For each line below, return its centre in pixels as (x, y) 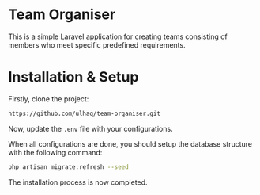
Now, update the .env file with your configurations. (90, 128)
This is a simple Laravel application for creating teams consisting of (118, 36)
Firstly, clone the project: (49, 99)
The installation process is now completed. (78, 182)
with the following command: (55, 152)
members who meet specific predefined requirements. (97, 44)
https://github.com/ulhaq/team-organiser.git (84, 113)
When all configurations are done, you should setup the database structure (130, 143)
